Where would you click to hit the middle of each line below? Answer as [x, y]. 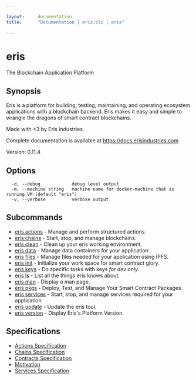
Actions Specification [40, 345]
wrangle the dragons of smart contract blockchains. [69, 118]
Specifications [33, 331]
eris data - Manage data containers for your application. [82, 250]
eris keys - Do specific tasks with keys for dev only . [77, 269]
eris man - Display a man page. [52, 281]
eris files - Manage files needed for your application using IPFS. [92, 256]
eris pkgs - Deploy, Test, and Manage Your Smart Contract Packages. [99, 288]
